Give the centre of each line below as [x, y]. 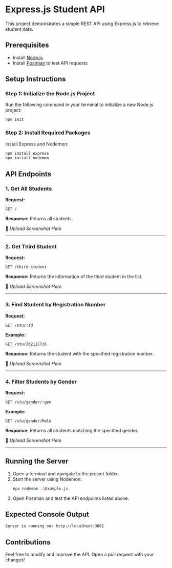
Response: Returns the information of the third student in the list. [74, 277]
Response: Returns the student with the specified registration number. [80, 353]
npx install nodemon [27, 158]
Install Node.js [28, 57]
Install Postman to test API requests [50, 63]
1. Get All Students [29, 188]
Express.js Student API [55, 9]
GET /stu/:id [19, 325]
